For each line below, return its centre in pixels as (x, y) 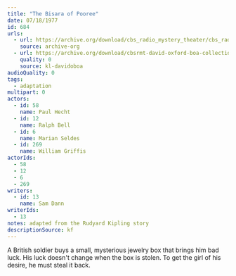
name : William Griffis (53, 151)
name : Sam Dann (42, 204)
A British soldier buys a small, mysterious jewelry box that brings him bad (113, 250)
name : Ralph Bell (45, 125)
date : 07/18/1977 (33, 20)
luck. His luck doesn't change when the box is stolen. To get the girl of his (114, 257)
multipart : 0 (26, 92)
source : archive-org (50, 46)
